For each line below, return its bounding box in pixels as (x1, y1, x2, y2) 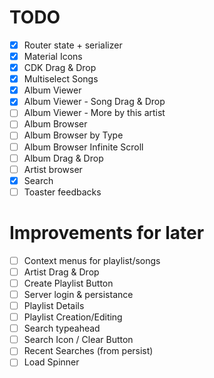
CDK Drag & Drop (23, 62, 97, 74)
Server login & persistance (23, 288, 134, 300)
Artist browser (23, 163, 83, 175)
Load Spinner (23, 356, 80, 368)
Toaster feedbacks (23, 186, 102, 198)
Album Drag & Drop (23, 152, 104, 164)
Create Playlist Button (23, 277, 114, 289)
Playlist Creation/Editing (23, 311, 123, 323)
